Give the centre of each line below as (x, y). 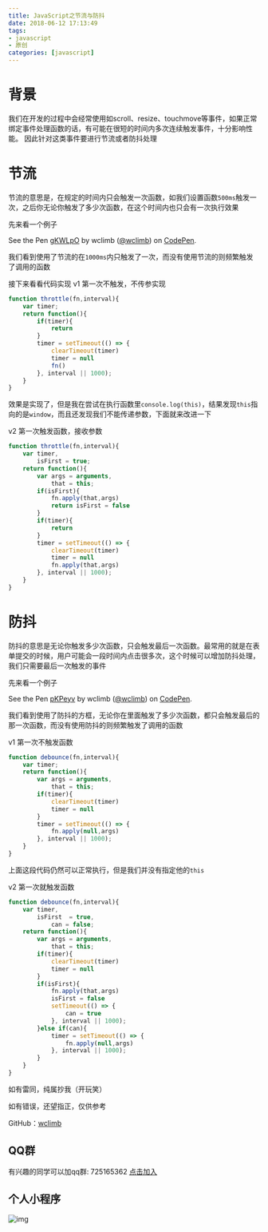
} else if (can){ (62, 1028)
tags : (17, 30)
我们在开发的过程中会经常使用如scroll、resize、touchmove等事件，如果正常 (133, 118)
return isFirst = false (90, 506)
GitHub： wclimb (35, 1123)
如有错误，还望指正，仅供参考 (57, 1106)
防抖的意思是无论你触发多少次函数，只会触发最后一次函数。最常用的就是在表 (134, 646)
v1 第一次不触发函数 (41, 742)
